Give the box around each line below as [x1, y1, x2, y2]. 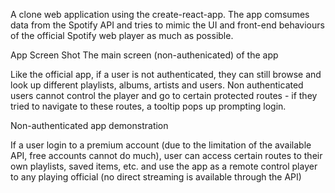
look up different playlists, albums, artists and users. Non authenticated [10, 79, 304, 91]
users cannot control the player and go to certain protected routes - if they [10, 90, 318, 101]
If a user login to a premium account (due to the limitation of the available [10, 139, 312, 151]
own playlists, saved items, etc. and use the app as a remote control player [10, 160, 318, 172]
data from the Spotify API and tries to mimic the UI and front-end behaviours [10, 19, 325, 31]
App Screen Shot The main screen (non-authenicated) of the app [10, 49, 279, 61]
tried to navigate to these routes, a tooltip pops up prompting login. [10, 100, 287, 112]
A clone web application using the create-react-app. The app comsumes [10, 9, 310, 20]
